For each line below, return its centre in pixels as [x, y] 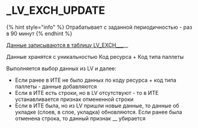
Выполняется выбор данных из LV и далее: [61, 68]
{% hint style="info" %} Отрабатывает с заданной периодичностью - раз [99, 27]
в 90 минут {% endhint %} [39, 33]
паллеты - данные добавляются [56, 86]
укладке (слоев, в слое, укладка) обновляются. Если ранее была [98, 112]
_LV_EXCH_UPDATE [56, 11]
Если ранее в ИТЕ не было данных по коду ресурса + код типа [96, 80]
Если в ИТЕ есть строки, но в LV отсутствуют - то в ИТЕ [87, 93]
